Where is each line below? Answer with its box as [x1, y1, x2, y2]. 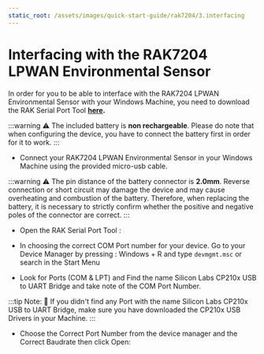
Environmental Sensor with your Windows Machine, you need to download [8, 96, 250, 107]
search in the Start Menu [19, 258, 101, 267]
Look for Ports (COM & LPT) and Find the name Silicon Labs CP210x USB [19, 273, 257, 282]
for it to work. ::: [8, 137, 60, 147]
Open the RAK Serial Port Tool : [19, 225, 121, 235]
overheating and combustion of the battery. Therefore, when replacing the [8, 193, 250, 202]
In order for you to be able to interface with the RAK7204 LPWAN [8, 88, 219, 98]
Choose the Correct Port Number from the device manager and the [19, 329, 238, 338]
